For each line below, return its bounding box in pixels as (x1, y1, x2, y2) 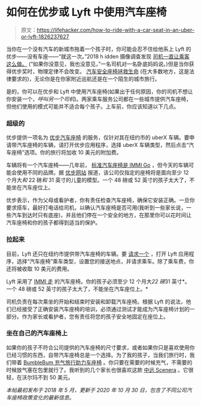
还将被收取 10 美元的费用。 (6, 265, 73, 272)
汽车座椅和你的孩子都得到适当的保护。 (6, 219, 100, 226)
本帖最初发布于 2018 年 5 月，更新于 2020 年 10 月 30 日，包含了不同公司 (6, 386, 187, 393)
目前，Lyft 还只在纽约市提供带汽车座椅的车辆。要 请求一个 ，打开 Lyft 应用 (6, 250, 190, 257)
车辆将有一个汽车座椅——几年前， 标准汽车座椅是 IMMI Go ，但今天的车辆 (6, 162, 189, 169)
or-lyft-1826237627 (20, 33, 69, 40)
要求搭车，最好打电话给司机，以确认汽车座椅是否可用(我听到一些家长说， (6, 204, 187, 211)
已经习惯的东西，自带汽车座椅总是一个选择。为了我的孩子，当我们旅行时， (6, 351, 190, 358)
